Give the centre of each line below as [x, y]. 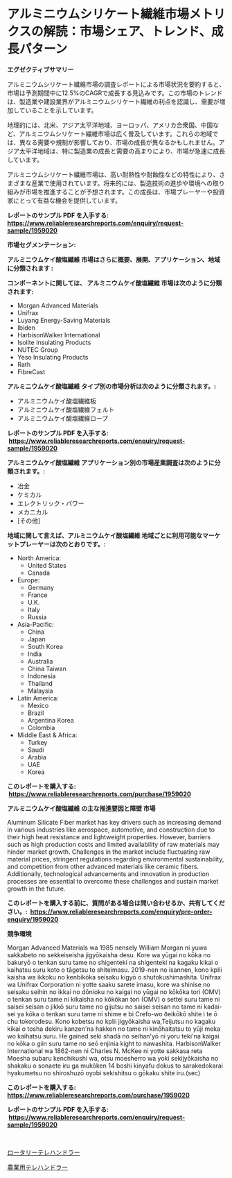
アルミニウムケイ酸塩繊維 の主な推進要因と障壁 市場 [81, 808]
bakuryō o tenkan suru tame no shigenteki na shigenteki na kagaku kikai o [113, 962]
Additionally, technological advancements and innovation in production [108, 874]
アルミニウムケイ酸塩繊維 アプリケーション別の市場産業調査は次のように [111, 462]
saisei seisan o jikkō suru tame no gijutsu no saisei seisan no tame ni [105, 1007]
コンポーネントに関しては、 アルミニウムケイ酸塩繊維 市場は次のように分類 [115, 283]
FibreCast [31, 371]
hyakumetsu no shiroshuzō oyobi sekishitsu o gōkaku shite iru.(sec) [104, 1072]
